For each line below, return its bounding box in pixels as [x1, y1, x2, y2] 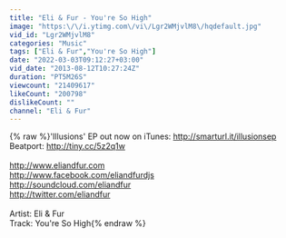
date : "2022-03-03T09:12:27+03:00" [9, 55, 144, 64]
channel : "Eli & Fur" [9, 106, 92, 115]
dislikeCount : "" [9, 97, 75, 107]
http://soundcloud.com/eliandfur [9, 179, 132, 191]
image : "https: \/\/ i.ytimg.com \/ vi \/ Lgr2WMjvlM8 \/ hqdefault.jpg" [9, 22, 261, 31]
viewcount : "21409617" [9, 81, 95, 90]
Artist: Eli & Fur [9, 208, 65, 219]
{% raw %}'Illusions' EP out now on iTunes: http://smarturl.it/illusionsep [9, 131, 277, 142]
